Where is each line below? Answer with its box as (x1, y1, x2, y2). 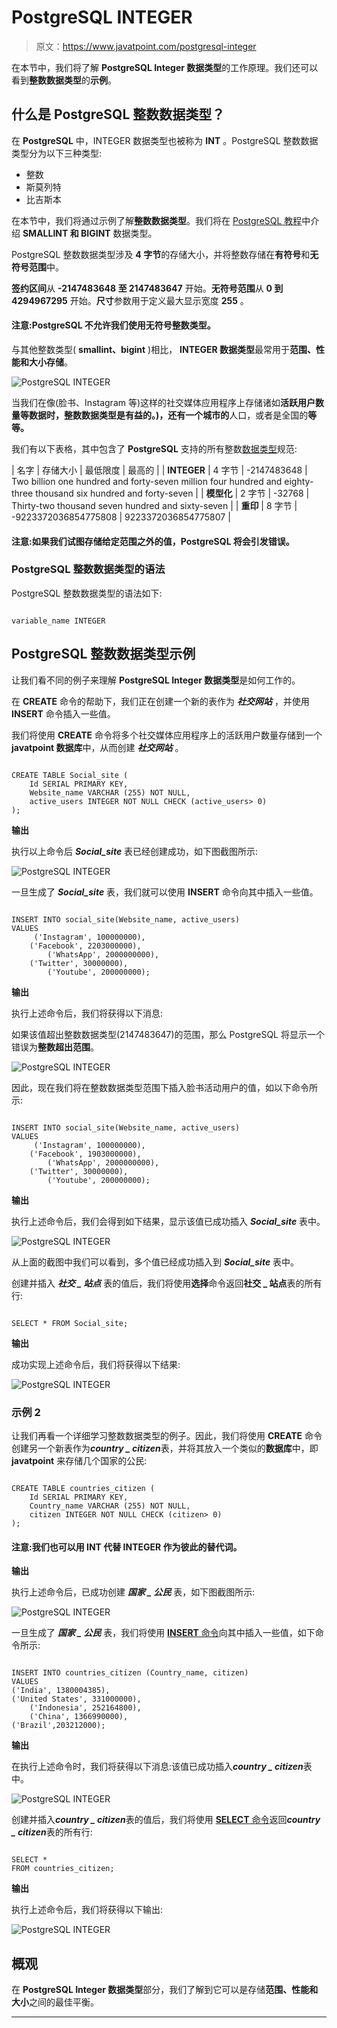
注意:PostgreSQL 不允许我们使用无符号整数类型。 (11, 319, 216, 331)
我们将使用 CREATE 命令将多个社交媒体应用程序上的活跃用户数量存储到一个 (11, 729, 323, 741)
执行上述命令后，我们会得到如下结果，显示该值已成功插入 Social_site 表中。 (11, 1215, 326, 1227)
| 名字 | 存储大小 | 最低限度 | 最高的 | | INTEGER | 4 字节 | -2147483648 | (11, 464, 308, 476)
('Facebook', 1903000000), (29, 1149, 142, 1159)
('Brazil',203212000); (11, 1721, 106, 1731)
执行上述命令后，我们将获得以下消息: (11, 1007, 164, 1019)
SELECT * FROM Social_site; (11, 1318, 129, 1328)
